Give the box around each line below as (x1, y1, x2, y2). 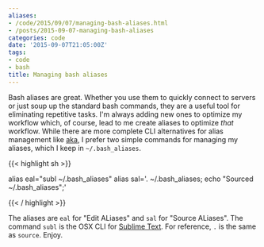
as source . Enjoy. (8, 230, 63, 239)
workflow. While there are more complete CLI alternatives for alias (8, 126, 224, 136)
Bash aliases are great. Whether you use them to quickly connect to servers (8, 92, 256, 102)
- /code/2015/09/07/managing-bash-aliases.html (8, 19, 169, 27)
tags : (8, 48, 26, 56)
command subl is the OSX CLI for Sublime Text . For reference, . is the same (8, 222, 256, 231)
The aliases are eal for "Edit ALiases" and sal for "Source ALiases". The (8, 213, 243, 222)
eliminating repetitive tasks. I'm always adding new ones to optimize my (8, 109, 243, 119)
